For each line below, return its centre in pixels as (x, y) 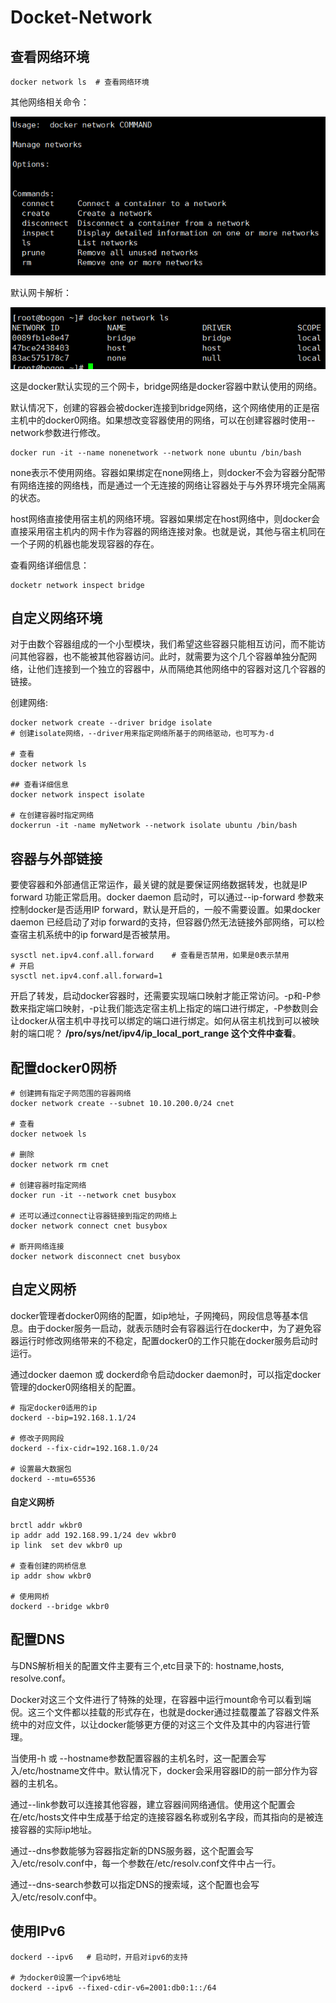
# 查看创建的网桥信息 (48, 1566)
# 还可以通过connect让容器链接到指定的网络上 (94, 1216)
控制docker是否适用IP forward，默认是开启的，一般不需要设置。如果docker (165, 910)
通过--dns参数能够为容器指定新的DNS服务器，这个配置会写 (132, 1850)
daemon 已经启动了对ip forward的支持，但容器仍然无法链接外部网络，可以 (163, 922)
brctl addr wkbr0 (46, 1526)
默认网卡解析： (41, 292)
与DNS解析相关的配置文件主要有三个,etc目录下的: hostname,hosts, (147, 1665)
